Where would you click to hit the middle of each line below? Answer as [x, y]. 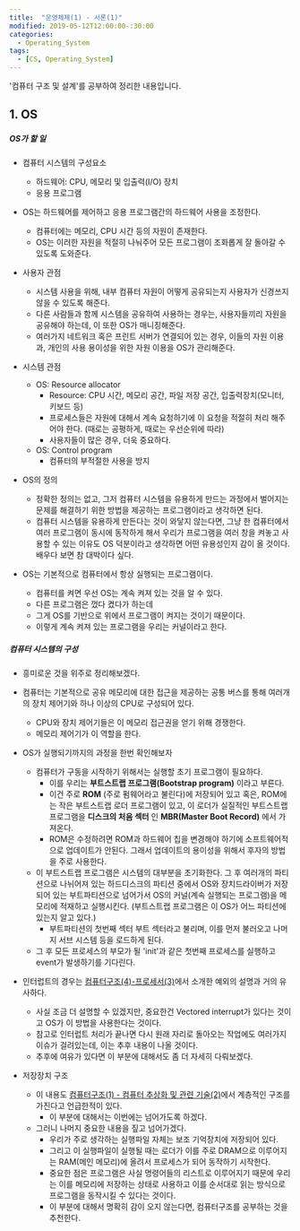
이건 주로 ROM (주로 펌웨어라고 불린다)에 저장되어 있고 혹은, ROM [164, 794]
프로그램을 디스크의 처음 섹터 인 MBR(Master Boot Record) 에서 [163, 817]
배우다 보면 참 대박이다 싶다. [85, 555]
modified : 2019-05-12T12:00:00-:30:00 [81, 26]
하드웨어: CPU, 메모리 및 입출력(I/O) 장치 [107, 182]
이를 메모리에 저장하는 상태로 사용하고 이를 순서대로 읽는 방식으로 [172, 1184]
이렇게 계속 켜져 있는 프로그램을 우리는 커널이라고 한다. [131, 627]
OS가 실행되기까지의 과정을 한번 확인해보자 [97, 753]
